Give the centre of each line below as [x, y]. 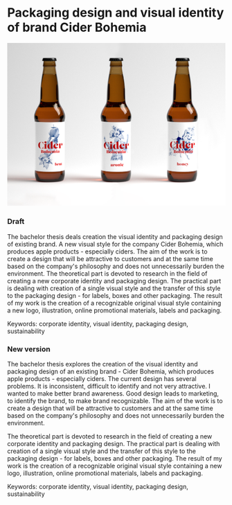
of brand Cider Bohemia [77, 27]
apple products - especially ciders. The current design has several [102, 379]
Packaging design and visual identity [116, 13]
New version [29, 349]
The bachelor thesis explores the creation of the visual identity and [102, 364]
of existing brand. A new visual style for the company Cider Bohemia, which [115, 244]
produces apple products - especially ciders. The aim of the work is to [107, 251]
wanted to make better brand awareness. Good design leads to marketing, [113, 393]
